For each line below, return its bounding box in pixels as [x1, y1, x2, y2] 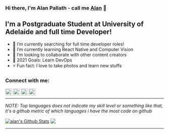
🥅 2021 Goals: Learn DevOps [12, 57, 72, 63]
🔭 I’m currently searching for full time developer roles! [12, 41, 124, 47]
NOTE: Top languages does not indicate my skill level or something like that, [5, 102, 163, 109]
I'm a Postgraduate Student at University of [5, 20, 144, 28]
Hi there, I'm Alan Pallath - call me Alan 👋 [5, 4, 107, 11]
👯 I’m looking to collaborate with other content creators [12, 51, 127, 57]
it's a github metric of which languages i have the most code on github [5, 108, 152, 114]
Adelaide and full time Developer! [5, 27, 112, 36]
